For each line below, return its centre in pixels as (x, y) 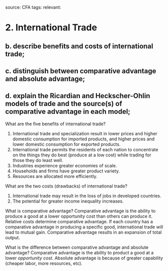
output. (13, 237)
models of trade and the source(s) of (64, 104)
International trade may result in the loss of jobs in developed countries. (87, 196)
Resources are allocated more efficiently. (55, 176)
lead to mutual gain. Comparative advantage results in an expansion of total (83, 232)
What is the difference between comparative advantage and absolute (77, 247)
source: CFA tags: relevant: (33, 7)
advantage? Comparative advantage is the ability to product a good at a (79, 252)
